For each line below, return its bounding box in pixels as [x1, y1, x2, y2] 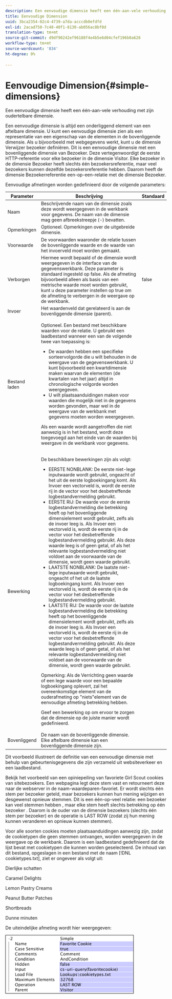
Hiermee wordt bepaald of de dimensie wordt [40, 254, 137, 261]
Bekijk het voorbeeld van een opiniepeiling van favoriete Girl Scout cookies [5, 775, 164, 781]
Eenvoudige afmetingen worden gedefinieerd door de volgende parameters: [5, 182, 166, 188]
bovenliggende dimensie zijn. [40, 742, 102, 748]
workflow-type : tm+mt [5, 41, 52, 46]
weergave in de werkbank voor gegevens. [40, 440, 130, 446]
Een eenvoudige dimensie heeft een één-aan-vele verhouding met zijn [5, 108, 154, 114]
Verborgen [7, 276, 30, 282]
